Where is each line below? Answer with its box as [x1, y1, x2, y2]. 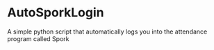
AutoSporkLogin [7, 5, 104, 21]
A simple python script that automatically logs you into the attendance [7, 27, 208, 36]
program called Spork [7, 34, 69, 42]
